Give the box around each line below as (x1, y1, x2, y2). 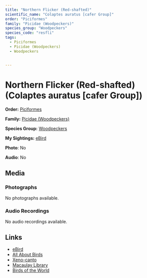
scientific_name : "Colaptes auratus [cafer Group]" (5, 12, 114, 17)
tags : (5, 35, 16, 40)
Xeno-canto (12, 257, 37, 263)
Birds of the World (12, 267, 49, 273)
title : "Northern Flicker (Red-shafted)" (5, 7, 92, 12)
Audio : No (5, 154, 26, 160)
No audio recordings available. (5, 219, 68, 225)
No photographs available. (5, 195, 59, 201)
